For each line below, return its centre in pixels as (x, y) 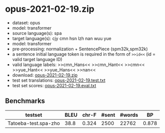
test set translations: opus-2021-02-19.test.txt (59, 80)
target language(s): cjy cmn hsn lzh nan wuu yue (62, 38)
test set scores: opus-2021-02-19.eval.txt (54, 85)
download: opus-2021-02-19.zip (45, 75)
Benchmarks (25, 101)
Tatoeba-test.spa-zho (34, 123)
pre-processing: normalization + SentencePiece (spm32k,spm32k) (80, 49)
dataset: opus (26, 23)
